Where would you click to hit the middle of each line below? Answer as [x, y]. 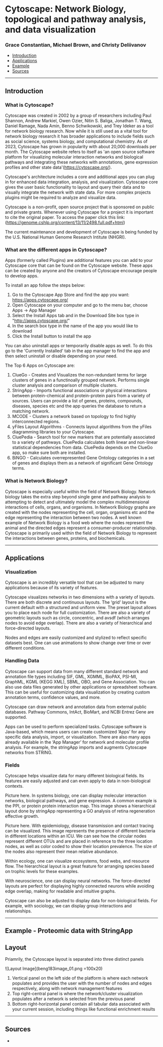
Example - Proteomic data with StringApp [69, 931]
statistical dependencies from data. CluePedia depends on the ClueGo [82, 448]
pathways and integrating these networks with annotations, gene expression [81, 162]
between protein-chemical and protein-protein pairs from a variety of [81, 395]
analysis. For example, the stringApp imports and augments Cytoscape [76, 747]
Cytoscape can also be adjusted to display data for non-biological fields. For [81, 901]
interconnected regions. [36, 422]
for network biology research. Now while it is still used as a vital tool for [76, 131]
